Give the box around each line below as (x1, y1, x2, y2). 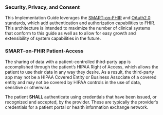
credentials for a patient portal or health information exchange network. (5, 104, 148, 110)
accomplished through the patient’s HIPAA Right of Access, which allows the (5, 64, 159, 69)
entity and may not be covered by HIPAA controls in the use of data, (5, 79, 141, 85)
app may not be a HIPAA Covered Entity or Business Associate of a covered (5, 74, 157, 80)
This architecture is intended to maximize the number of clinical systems (5, 25, 150, 31)
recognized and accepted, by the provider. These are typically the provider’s (5, 99, 159, 105)
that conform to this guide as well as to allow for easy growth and (5, 31, 136, 36)
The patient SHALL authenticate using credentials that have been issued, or (5, 94, 157, 99)
